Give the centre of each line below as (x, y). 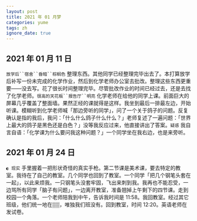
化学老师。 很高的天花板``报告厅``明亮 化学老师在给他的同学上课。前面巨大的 (100, 96)
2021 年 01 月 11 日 (39, 58)
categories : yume (27, 22)
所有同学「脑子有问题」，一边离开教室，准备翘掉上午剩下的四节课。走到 (102, 190)
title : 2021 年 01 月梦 (34, 17)
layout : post (22, 11)
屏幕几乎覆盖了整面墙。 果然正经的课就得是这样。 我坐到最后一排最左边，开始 (98, 103)
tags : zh (17, 28)
